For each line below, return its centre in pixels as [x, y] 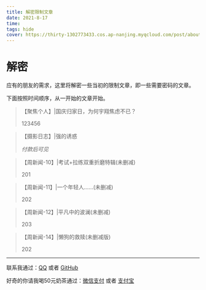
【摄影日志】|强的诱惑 [49, 136]
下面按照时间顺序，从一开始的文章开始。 [57, 98]
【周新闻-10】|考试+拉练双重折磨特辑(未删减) [78, 162]
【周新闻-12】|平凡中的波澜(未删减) [66, 212]
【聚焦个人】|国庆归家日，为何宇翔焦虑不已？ [79, 112]
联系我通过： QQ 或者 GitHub [42, 268]
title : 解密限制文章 [30, 12]
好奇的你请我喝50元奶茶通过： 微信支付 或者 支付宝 [71, 281]
